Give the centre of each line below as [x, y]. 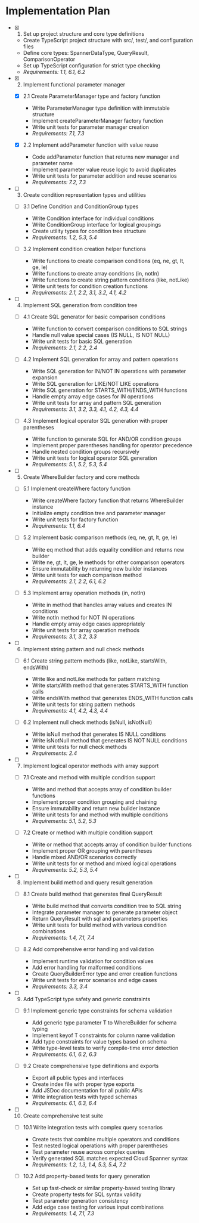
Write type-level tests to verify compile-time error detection [105, 1048]
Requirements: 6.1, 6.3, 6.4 [64, 1103]
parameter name [52, 163]
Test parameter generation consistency [80, 1201]
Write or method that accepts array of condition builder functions [112, 844]
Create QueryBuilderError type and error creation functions [105, 974]
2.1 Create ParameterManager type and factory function [91, 96]
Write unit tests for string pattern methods [83, 704]
